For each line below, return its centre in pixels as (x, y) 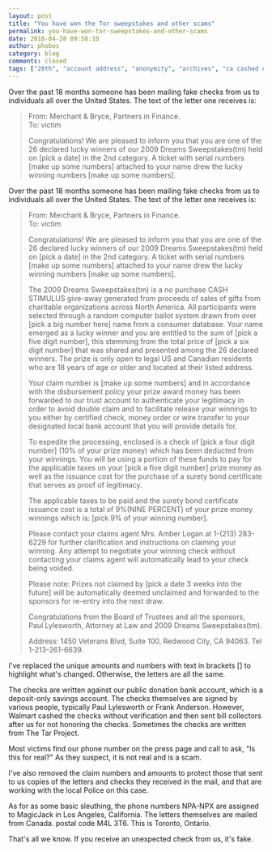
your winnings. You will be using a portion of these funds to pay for (140, 458)
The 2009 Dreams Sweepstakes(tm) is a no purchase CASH (128, 290)
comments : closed (38, 62)
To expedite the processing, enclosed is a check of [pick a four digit (141, 441)
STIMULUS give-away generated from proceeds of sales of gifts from (144, 298)
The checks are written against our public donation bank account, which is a (136, 690)
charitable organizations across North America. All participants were (142, 307)
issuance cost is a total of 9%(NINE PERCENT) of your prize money (140, 509)
